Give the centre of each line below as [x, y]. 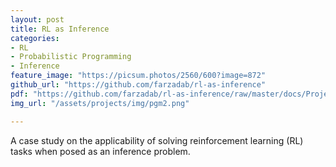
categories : [35, 38]
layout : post [37, 19]
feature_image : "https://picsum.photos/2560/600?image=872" [138, 76]
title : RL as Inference [60, 29]
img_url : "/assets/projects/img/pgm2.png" [100, 103]
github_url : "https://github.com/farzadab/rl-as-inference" [138, 85]
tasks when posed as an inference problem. [100, 151]
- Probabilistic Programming [71, 57]
